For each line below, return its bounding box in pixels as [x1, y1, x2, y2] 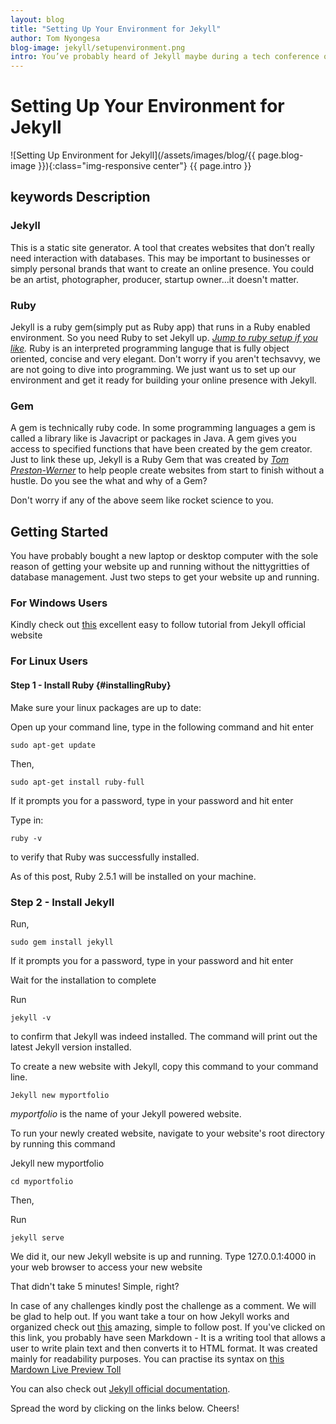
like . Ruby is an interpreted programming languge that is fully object [10, 342, 290, 355]
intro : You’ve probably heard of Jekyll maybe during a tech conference [10, 52, 320, 62]
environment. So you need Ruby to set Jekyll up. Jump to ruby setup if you [10, 332, 318, 344]
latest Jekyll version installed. [10, 1041, 132, 1053]
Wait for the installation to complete [10, 974, 157, 986]
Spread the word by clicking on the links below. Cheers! [10, 1402, 240, 1414]
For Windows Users [10, 596, 108, 610]
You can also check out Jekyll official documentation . [10, 1382, 231, 1395]
